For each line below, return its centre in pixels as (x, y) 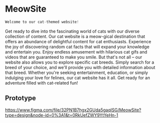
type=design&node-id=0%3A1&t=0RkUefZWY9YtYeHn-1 (62, 115)
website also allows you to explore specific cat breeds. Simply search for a (80, 62)
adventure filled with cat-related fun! (42, 83)
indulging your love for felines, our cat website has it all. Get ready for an (78, 78)
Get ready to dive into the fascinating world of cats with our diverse (72, 31)
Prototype (21, 98)
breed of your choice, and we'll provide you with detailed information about (80, 67)
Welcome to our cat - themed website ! (42, 22)
